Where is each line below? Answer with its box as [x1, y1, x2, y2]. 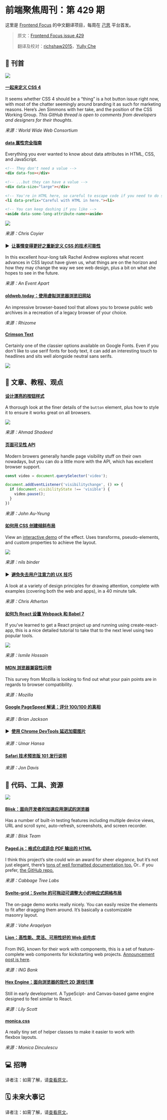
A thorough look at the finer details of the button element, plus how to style [5, 404, 159, 410]
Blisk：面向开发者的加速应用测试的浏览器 [5, 806, 89, 812]
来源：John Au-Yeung [5, 510, 50, 516]
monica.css [5, 1018, 30, 1024]
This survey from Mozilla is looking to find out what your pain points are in [5, 676, 157, 682]
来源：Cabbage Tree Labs [5, 878, 59, 884]
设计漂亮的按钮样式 [5, 393, 45, 399]
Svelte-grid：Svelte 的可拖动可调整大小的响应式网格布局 [5, 890, 122, 896]
